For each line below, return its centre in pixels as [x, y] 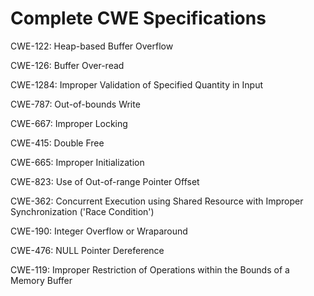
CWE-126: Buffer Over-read [67, 65]
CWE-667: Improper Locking [69, 123]
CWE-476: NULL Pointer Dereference [87, 250]
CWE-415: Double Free [57, 143]
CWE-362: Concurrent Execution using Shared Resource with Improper [157, 201]
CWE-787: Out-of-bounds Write [75, 104]
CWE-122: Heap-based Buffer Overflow [92, 46]
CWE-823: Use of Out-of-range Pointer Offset [105, 181]
